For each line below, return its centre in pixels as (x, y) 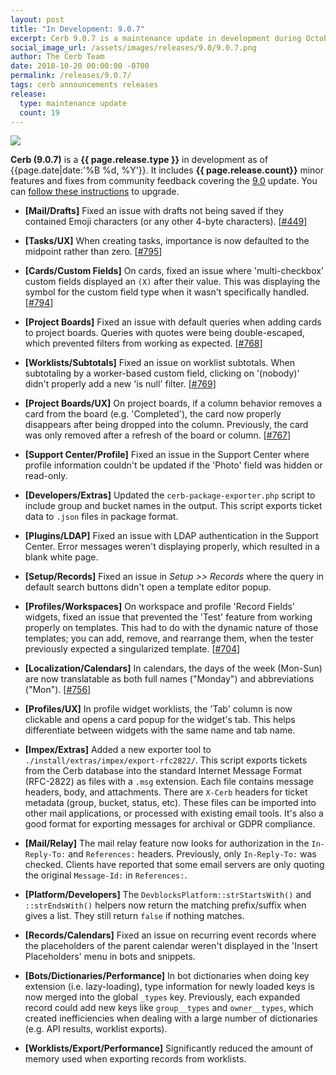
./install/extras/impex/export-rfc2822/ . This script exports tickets (166, 760)
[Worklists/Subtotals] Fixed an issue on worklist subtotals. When (159, 363)
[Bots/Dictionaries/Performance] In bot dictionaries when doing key (167, 976)
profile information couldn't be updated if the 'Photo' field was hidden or (173, 465)
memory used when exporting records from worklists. (135, 1059)
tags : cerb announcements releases (84, 85)
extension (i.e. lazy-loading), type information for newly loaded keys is (169, 987)
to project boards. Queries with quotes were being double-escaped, (164, 333)
